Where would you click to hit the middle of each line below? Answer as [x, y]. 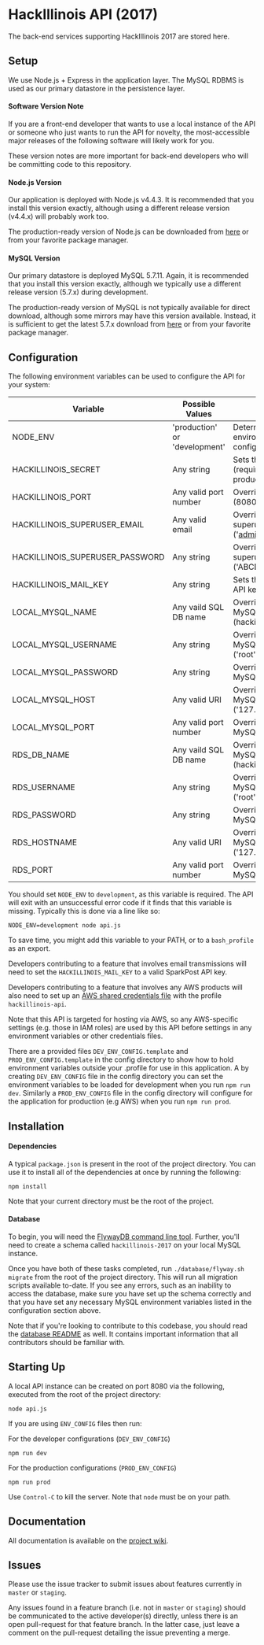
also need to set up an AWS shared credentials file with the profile [115, 996]
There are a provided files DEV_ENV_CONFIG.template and [98, 1052]
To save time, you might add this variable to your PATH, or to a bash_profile [131, 940]
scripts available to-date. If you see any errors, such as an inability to [120, 1285]
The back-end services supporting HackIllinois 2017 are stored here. [119, 36]
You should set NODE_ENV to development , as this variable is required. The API [131, 894]
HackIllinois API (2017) [83, 15]
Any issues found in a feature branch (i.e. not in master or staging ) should [127, 1608]
